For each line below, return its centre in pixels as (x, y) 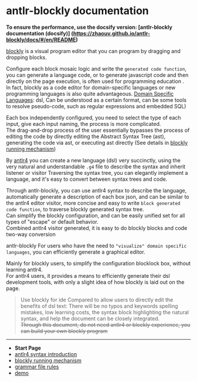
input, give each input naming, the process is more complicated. (84, 124)
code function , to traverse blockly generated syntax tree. (75, 209)
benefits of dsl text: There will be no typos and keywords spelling (99, 306)
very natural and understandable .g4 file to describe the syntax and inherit (96, 167)
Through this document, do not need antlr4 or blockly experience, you (105, 324)
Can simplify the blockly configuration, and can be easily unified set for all (96, 215)
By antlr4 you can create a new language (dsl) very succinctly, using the (93, 160)
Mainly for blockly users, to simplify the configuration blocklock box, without (98, 263)
